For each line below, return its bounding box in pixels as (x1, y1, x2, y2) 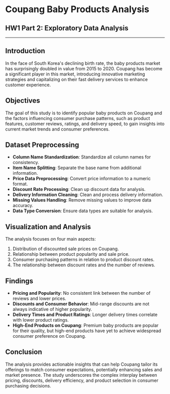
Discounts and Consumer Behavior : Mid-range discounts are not (12, 301, 150, 307)
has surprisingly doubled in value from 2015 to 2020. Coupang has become (5, 65, 163, 71)
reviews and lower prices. (12, 295, 67, 302)
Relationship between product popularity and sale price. (12, 251, 130, 257)
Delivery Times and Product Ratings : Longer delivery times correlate (12, 311, 158, 318)
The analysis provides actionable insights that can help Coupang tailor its (5, 361, 158, 367)
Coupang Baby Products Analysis (5, 4, 149, 15)
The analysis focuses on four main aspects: (5, 236, 96, 242)
